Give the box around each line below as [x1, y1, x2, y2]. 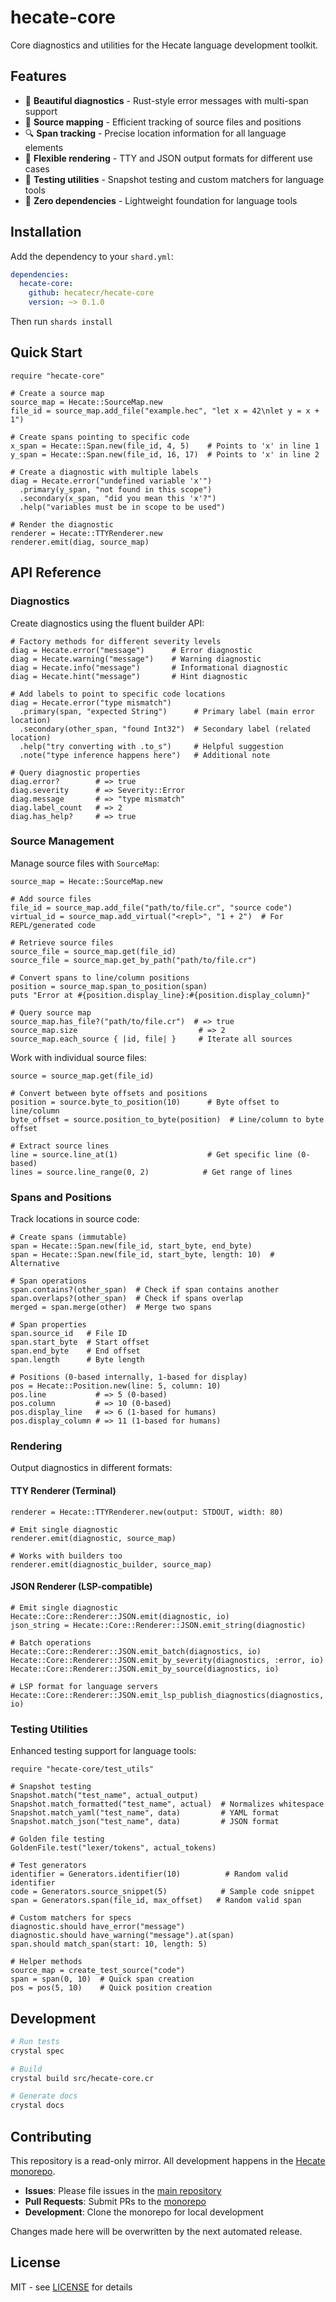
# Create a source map [10, 388, 105, 398]
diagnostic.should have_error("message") [10, 1922, 186, 1932]
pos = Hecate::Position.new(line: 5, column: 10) [10, 1381, 222, 1391]
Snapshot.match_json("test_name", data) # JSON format [10, 1817, 280, 1827]
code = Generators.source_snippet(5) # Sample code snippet [10, 1887, 315, 1897]
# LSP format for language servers [10, 1681, 159, 1691]
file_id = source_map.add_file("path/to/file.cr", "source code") [10, 902, 293, 913]
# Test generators [10, 1861, 87, 1871]
